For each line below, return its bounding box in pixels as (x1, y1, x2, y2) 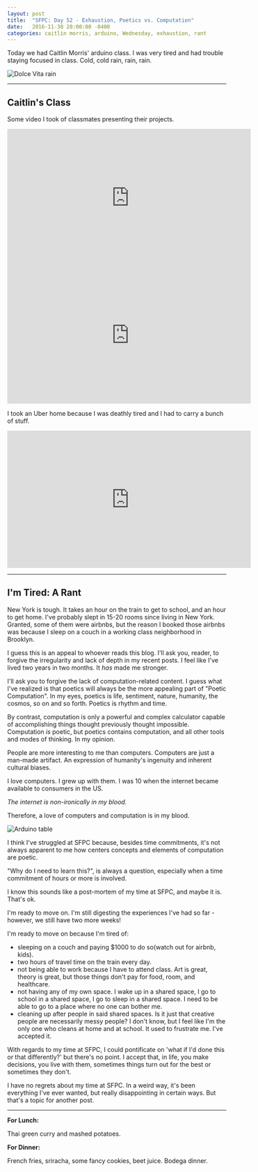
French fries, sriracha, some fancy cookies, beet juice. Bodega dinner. (7, 1156, 209, 1165)
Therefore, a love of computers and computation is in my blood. (7, 811, 190, 820)
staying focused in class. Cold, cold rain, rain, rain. (7, 57, 152, 65)
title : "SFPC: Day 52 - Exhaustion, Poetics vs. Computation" (7, 17, 195, 24)
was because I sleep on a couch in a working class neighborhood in (7, 627, 202, 636)
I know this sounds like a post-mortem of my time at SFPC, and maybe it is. (7, 887, 223, 896)
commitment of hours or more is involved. (7, 873, 127, 882)
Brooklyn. (7, 635, 35, 643)
